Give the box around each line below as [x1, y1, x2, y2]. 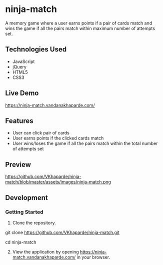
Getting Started [5, 208, 43, 215]
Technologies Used [5, 45, 66, 53]
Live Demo [5, 89, 39, 97]
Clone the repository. [12, 219, 56, 225]
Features [5, 116, 33, 125]
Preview [5, 160, 31, 168]
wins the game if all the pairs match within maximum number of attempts [5, 25, 155, 31]
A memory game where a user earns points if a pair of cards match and [5, 20, 152, 26]
